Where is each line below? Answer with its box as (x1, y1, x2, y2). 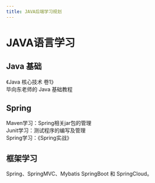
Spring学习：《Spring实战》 (6, 134, 72, 142)
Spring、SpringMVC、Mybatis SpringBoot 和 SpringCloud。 (6, 170, 153, 178)
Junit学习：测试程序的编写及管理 (6, 127, 86, 134)
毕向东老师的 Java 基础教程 (6, 85, 73, 92)
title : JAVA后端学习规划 (6, 8, 62, 15)
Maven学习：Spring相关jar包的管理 (6, 120, 92, 127)
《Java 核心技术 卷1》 (6, 78, 57, 85)
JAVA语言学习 (6, 36, 76, 49)
